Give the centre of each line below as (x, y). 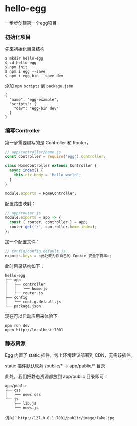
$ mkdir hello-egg (24, 59)
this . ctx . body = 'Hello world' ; (48, 175)
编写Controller (23, 131)
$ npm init (16, 67)
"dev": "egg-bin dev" (36, 109)
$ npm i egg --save (25, 72)
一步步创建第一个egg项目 (31, 23)
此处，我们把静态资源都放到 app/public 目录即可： (57, 376)
